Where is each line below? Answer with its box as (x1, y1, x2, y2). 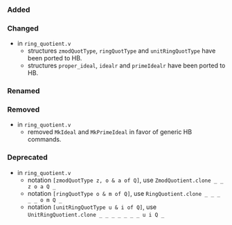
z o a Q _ (27, 183, 57, 190)
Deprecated (7, 153, 48, 162)
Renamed (7, 86, 40, 96)
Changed (7, 23, 39, 33)
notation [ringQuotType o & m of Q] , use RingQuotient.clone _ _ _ (27, 189, 220, 197)
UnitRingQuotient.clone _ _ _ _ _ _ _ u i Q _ (27, 211, 165, 218)
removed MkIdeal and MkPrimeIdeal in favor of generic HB (27, 128, 193, 136)
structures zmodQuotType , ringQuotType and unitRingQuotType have (27, 47, 216, 55)
